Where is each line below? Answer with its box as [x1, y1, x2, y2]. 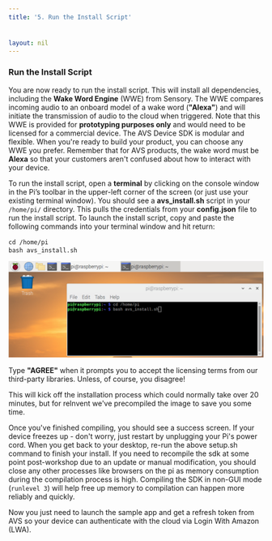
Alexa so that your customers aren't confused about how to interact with [8, 154, 251, 164]
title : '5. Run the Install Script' [8, 13, 132, 21]
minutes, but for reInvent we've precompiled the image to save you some [8, 398, 253, 408]
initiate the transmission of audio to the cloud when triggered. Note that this [8, 110, 261, 121]
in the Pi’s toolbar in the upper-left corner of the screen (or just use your [8, 187, 249, 196]
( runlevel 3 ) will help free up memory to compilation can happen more [8, 483, 245, 492]
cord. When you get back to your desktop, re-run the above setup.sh [8, 440, 238, 449]
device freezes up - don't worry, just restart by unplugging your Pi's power [8, 431, 257, 441]
